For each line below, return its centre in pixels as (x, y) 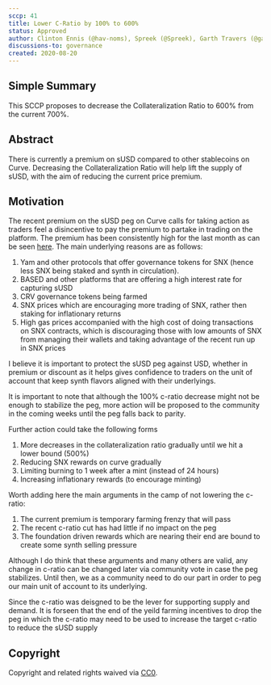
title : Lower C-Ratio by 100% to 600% (73, 23)
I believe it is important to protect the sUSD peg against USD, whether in (128, 364)
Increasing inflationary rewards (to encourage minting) (110, 479)
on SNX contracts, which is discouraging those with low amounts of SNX (141, 331)
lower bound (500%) (54, 454)
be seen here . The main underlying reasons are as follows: (106, 246)
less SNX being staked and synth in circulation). (100, 271)
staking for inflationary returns (71, 314)
